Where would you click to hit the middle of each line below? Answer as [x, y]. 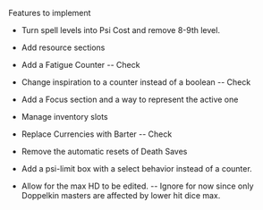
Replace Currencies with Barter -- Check [97, 134]
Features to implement [50, 13]
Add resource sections [63, 47]
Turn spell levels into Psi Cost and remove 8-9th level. [121, 30]
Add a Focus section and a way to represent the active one [130, 99]
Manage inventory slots [64, 117]
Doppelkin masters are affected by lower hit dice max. [121, 195]
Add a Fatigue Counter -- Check [81, 65]
